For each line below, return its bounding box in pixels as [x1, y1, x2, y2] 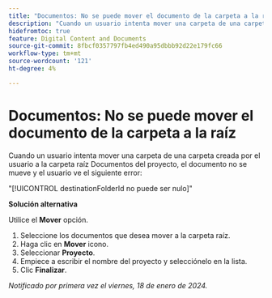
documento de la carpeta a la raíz [8, 123, 237, 142]
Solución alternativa [8, 199, 79, 209]
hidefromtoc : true [8, 27, 70, 35]
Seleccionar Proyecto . [19, 248, 96, 258]
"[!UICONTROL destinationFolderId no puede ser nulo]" [8, 183, 193, 193]
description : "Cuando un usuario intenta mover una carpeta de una [8, 19, 241, 28]
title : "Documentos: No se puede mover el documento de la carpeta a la [8, 11, 259, 20]
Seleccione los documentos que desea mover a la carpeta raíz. [19, 230, 231, 240]
